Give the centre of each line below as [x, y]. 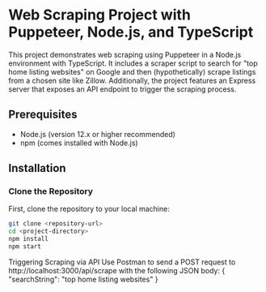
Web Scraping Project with [100, 15]
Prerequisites [43, 115]
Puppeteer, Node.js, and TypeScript [131, 32]
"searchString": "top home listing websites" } [84, 279]
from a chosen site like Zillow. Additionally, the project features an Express [132, 80]
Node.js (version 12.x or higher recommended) [98, 134]
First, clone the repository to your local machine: [89, 209]
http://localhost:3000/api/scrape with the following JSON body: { [117, 270]
